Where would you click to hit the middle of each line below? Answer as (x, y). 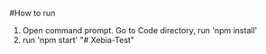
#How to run (32, 13)
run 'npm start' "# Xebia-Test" (78, 40)
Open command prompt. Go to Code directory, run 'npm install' (140, 30)
